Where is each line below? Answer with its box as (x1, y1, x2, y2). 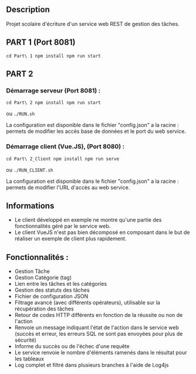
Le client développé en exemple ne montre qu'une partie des (14, 216, 162, 223)
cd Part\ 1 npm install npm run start (6, 53, 101, 59)
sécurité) (14, 336, 36, 343)
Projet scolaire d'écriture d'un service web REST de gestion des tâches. (6, 20, 180, 27)
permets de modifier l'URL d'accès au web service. (6, 183, 130, 191)
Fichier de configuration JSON (14, 293, 89, 300)
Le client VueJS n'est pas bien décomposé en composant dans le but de (14, 229, 190, 236)
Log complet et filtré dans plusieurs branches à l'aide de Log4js (14, 362, 169, 369)
